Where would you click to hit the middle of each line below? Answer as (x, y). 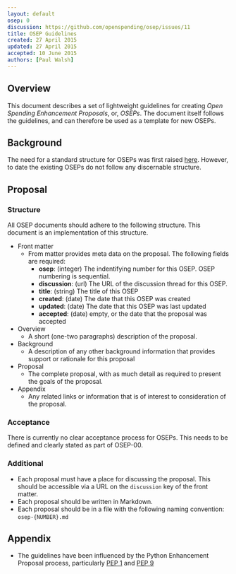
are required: (46, 262)
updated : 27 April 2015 (42, 47)
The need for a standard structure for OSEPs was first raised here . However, (118, 160)
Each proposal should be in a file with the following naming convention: (121, 509)
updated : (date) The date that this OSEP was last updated (122, 306)
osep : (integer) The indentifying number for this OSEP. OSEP (126, 269)
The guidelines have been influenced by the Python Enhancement (113, 556)
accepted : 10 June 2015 (42, 54)
